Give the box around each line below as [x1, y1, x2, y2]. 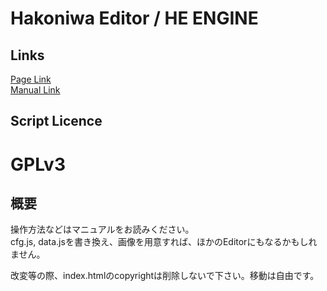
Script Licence [10, 113, 103, 130]
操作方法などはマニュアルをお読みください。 [10, 223, 195, 236]
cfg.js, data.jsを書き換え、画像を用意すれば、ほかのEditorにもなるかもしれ [10, 236, 318, 248]
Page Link [10, 73, 52, 85]
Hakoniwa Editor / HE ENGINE [10, 7, 259, 30]
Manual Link [10, 84, 61, 96]
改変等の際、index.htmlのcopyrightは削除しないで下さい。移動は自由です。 [10, 270, 320, 282]
